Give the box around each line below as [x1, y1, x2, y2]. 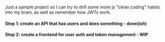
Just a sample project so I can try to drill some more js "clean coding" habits [5, 4, 160, 10]
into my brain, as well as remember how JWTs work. [5, 9, 111, 15]
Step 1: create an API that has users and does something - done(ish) [5, 21, 147, 26]
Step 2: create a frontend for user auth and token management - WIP [5, 32, 149, 38]
